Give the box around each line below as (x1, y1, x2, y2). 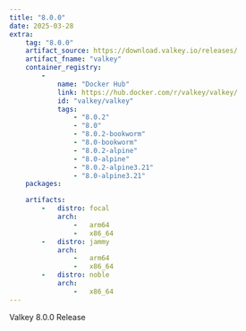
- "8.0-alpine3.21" (72, 171, 146, 180)
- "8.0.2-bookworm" (72, 130, 146, 139)
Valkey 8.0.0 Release (9, 311, 87, 322)
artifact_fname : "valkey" (25, 55, 123, 64)
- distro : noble (41, 270, 110, 280)
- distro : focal (41, 204, 110, 213)
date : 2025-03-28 (9, 21, 74, 30)
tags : (56, 105, 78, 114)
